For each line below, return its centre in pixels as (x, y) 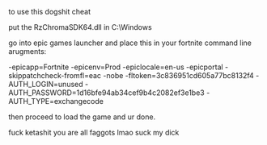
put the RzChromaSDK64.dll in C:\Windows (80, 27)
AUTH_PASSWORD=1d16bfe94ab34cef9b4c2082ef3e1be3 (106, 93)
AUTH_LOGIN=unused (46, 84)
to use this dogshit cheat (50, 12)
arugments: (28, 51)
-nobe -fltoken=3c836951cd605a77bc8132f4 (179, 75)
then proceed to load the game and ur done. (82, 117)
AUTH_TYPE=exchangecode (56, 101)
